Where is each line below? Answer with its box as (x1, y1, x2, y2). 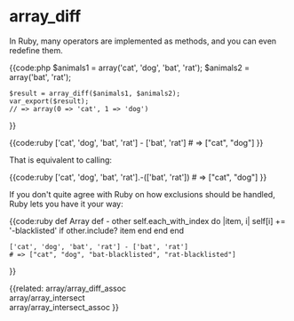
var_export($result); (9, 96, 90, 106)
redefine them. (9, 44, 64, 55)
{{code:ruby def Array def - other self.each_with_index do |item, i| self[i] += (9, 215, 286, 226)
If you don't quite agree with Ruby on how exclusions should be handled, (9, 189, 275, 199)
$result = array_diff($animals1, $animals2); (9, 89, 180, 98)
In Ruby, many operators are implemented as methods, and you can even (9, 36, 277, 46)
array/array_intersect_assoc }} (9, 301, 120, 312)
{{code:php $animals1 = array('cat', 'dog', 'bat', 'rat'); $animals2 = (9, 62, 250, 73)
